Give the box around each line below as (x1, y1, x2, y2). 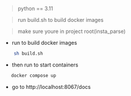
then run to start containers (11, 61, 78, 68)
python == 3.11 (17, 5, 53, 12)
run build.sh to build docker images (17, 16, 104, 23)
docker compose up (11, 72, 57, 78)
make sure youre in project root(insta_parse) (17, 28, 126, 35)
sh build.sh (14, 51, 43, 57)
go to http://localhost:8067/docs (11, 83, 91, 90)
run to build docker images (11, 39, 77, 46)
